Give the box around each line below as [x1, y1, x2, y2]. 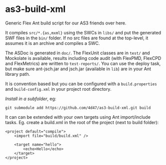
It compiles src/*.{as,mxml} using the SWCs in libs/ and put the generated [5, 29, 161, 35]
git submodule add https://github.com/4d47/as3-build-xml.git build [5, 105, 151, 110]
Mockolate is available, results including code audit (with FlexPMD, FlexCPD [5, 55, 161, 61]
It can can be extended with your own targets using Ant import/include [5, 114, 151, 120]
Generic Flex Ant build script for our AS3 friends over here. [5, 20, 126, 26]
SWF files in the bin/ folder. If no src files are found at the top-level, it [5, 35, 148, 41]
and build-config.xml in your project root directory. [5, 86, 111, 92]
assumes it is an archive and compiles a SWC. [5, 40, 100, 46]
